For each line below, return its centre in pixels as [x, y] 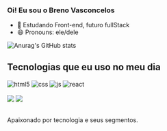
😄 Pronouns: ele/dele [48, 32]
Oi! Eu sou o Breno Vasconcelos [61, 10]
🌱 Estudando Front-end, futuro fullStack [73, 25]
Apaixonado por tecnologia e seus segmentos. [73, 120]
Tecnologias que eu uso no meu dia [84, 67]
